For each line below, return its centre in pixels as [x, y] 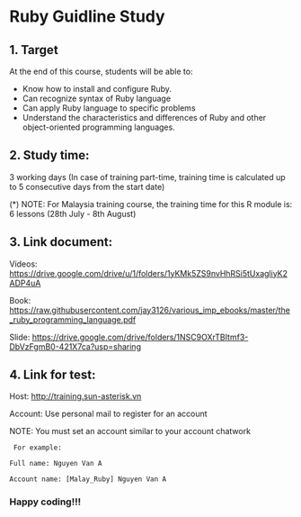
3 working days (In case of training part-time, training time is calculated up [147, 177]
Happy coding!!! [45, 502]
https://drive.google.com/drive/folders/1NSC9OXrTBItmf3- [140, 337]
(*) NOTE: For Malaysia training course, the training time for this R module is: [151, 204]
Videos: [23, 264]
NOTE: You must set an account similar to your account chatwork [130, 431]
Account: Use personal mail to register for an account [109, 414]
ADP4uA [25, 283]
